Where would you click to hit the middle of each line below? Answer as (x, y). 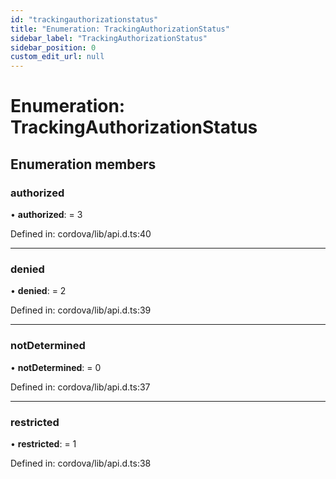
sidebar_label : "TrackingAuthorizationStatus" (109, 38)
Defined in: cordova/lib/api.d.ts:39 (81, 310)
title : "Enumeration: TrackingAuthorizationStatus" (120, 29)
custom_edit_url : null (57, 57)
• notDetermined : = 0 (56, 367)
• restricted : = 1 (43, 443)
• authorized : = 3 (46, 214)
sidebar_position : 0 (53, 47)
